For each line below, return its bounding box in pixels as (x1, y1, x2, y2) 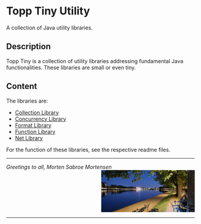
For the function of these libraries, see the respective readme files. (6, 146, 170, 153)
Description (6, 41, 51, 52)
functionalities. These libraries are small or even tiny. (6, 64, 136, 71)
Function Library (14, 128, 56, 135)
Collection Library (14, 109, 59, 116)
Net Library (14, 134, 43, 142)
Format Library (14, 121, 52, 129)
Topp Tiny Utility (6, 4, 90, 18)
